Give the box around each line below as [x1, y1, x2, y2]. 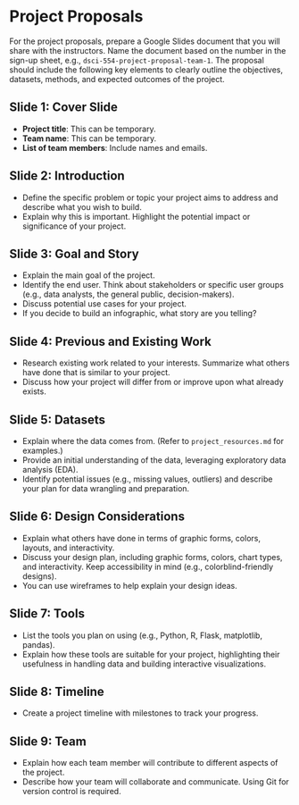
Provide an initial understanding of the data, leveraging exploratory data [21, 455, 287, 465]
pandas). [21, 639, 55, 650]
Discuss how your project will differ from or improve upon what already [21, 377, 284, 388]
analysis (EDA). [21, 465, 79, 474]
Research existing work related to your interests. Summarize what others [21, 357, 290, 368]
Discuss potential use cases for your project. [21, 298, 187, 309]
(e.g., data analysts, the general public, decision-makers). [21, 289, 235, 300]
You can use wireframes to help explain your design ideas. [21, 580, 238, 591]
